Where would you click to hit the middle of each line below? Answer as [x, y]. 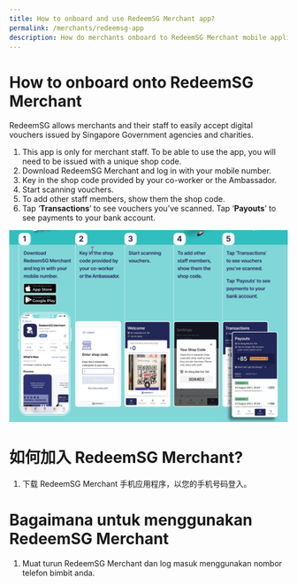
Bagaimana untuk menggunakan [131, 520]
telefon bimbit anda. [58, 573]
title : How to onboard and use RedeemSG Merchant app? [112, 19]
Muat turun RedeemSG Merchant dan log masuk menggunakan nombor [152, 564]
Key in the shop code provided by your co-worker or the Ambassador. [149, 181]
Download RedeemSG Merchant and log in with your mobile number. [147, 171]
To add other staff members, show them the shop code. [123, 199]
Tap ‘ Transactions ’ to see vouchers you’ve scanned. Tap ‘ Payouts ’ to [149, 209]
